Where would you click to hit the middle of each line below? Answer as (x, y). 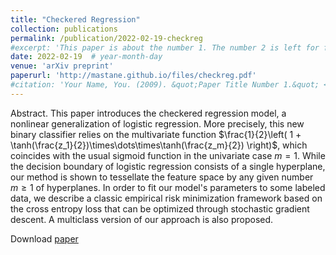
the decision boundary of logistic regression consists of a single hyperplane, (168, 166)
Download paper (44, 238)
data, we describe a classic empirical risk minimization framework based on (166, 198)
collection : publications (64, 29)
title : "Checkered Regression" (75, 19)
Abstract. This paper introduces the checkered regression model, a (148, 113)
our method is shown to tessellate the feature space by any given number (162, 177)
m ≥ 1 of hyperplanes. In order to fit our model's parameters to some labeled (168, 187)
